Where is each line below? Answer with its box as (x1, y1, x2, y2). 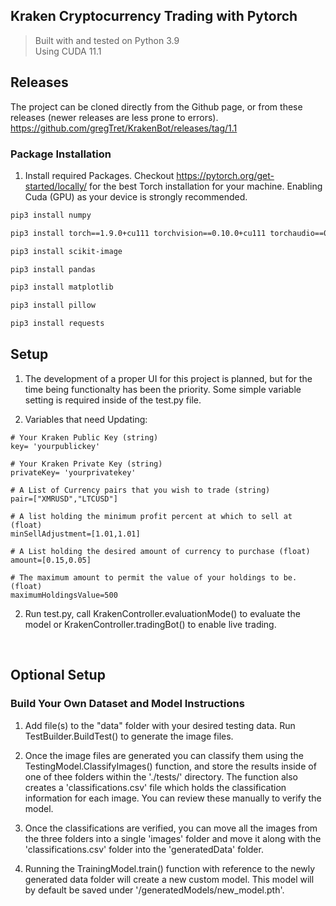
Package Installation (10, 147, 112, 161)
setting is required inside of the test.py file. (24, 394, 202, 406)
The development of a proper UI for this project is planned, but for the (24, 372, 313, 384)
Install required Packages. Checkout (24, 169, 175, 181)
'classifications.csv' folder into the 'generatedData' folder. (24, 843, 264, 855)
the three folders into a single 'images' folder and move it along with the (24, 832, 322, 844)
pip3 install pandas (10, 264, 97, 274)
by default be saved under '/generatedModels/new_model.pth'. (24, 884, 285, 896)
